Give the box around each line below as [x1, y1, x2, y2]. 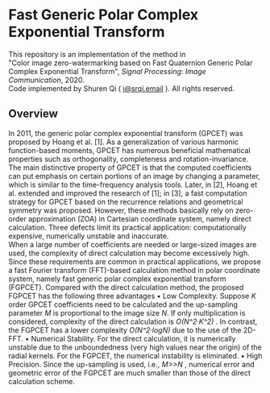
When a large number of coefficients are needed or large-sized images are [8, 239, 257, 249]
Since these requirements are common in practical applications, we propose [8, 256, 262, 267]
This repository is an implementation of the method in [8, 49, 186, 59]
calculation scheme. [8, 376, 75, 386]
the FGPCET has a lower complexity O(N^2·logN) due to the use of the [8, 325, 242, 335]
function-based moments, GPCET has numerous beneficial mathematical [8, 145, 251, 155]
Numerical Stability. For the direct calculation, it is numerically [31, 333, 236, 343]
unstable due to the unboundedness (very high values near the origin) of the [8, 342, 262, 352]
